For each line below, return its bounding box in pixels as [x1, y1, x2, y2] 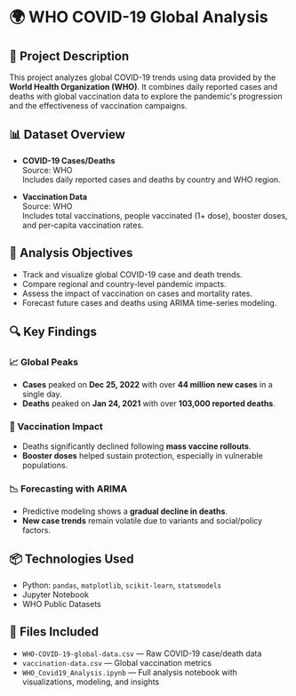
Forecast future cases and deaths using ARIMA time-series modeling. [21, 297, 277, 308]
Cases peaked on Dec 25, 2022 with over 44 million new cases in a [21, 380, 273, 390]
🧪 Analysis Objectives [9, 245, 133, 260]
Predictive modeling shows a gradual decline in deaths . [21, 506, 228, 516]
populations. [21, 460, 68, 470]
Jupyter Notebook [21, 588, 89, 600]
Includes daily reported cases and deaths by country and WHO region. [21, 174, 282, 185]
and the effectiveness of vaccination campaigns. [9, 100, 188, 111]
